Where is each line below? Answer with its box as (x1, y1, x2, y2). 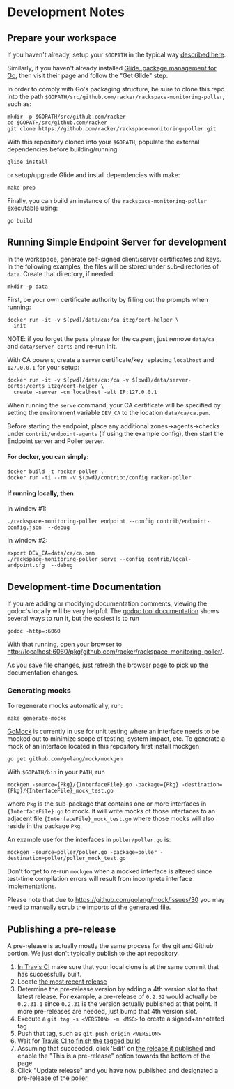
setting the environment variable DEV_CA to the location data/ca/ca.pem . (7, 408, 210, 416)
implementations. (7, 882, 57, 890)
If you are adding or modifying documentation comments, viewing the (7, 599, 208, 608)
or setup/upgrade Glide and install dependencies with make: (7, 171, 180, 179)
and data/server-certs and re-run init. (7, 342, 118, 350)
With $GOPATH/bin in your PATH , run (7, 768, 106, 776)
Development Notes (7, 4, 125, 20)
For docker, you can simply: (7, 453, 89, 461)
